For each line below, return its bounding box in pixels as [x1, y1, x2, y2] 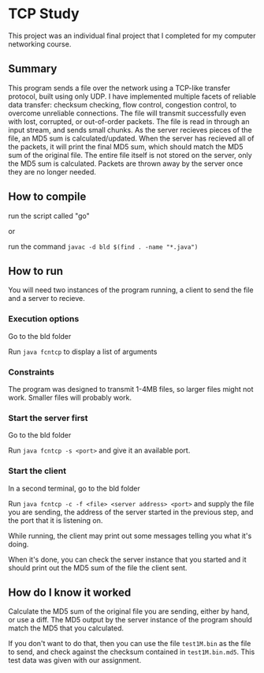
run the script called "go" [8, 211, 91, 220]
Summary [8, 62, 58, 76]
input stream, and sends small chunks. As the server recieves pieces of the [8, 125, 252, 134]
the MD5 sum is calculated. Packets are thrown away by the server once [8, 159, 244, 168]
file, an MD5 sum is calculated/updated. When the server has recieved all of [8, 133, 255, 143]
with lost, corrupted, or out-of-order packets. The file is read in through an [8, 116, 250, 126]
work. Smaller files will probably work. [8, 393, 132, 402]
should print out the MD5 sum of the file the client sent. [8, 562, 188, 573]
